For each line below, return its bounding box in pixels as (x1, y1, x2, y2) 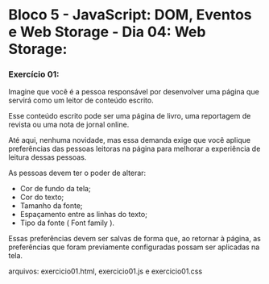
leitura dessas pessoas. (8, 152, 87, 162)
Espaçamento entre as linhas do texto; (19, 210, 147, 219)
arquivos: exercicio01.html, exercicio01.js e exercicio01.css (8, 266, 203, 276)
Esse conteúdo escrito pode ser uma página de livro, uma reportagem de (8, 111, 251, 121)
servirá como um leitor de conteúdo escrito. (8, 95, 155, 106)
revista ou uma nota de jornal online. (8, 119, 130, 130)
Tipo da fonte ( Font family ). (19, 218, 115, 228)
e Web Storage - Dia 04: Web (8, 23, 206, 41)
